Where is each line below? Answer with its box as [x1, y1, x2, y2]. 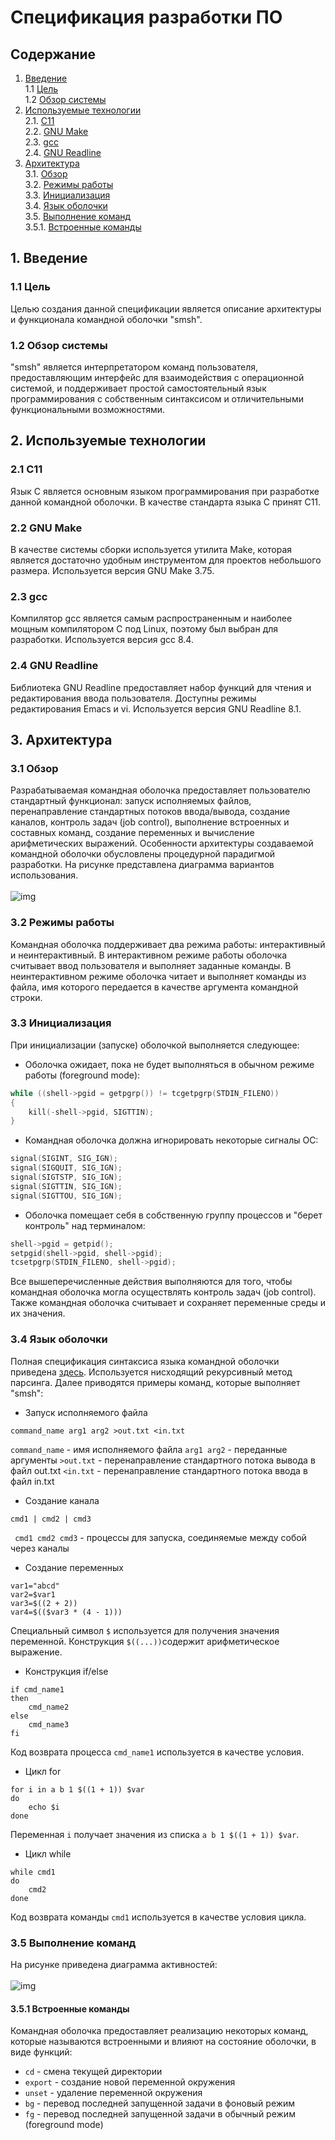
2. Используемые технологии [10, 432, 207, 450]
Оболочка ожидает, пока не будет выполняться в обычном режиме [24, 1058, 315, 1070]
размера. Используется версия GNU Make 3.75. [10, 564, 215, 576]
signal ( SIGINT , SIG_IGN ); [10, 1154, 118, 1164]
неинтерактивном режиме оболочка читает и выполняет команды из [10, 970, 307, 982]
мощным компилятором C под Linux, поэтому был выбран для [10, 623, 279, 635]
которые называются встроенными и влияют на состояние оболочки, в [10, 2036, 317, 2048]
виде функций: [10, 2046, 73, 2058]
